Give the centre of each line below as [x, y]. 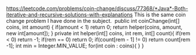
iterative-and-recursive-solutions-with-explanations [70, 15]
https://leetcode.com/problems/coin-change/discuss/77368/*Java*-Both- [97, 8]
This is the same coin [160, 15]
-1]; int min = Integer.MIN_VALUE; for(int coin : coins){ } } [75, 46]
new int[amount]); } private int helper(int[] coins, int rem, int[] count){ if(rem [98, 33]
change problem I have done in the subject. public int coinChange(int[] [93, 21]
